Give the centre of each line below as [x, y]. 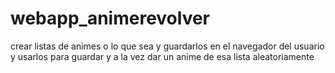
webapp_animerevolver [110, 18]
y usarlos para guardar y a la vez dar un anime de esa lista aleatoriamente [162, 56]
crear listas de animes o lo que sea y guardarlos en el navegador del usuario [167, 46]
